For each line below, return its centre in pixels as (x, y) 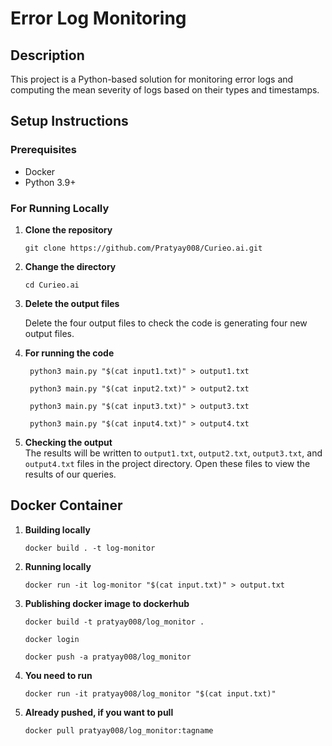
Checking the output (68, 442)
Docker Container (66, 505)
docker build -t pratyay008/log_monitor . (114, 622)
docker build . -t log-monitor (90, 548)
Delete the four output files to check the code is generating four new (166, 323)
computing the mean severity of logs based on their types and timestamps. (165, 90)
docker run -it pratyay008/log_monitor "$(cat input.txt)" (150, 693)
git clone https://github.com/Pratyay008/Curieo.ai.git (143, 248)
